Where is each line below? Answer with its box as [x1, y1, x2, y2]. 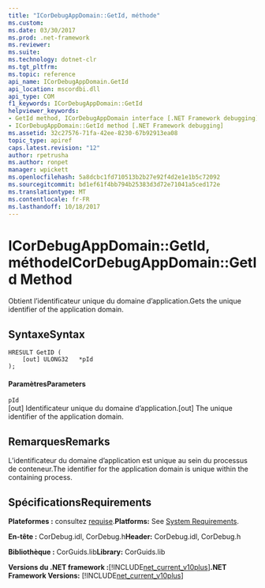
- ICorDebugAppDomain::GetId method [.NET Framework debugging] [8, 122, 224, 130]
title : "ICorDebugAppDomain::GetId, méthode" [8, 11, 160, 20]
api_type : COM [8, 92, 55, 100]
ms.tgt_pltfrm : [8, 63, 58, 71]
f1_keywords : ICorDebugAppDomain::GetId [8, 100, 144, 107]
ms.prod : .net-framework [8, 33, 90, 42]
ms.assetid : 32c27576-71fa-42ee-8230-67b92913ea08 [8, 129, 178, 137]
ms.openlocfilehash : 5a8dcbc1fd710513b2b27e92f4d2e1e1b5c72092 [8, 173, 221, 182]
